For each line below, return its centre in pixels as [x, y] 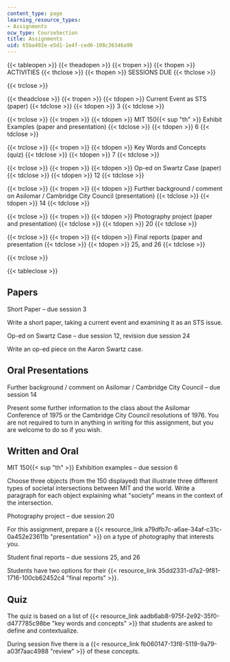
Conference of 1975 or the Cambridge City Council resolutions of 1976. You [113, 415]
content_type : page [35, 13]
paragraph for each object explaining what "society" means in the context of [115, 496]
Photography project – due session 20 [61, 516]
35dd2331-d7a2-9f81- [189, 571]
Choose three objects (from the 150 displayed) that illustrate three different [113, 481]
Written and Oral [43, 452]
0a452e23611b [28, 537]
